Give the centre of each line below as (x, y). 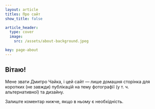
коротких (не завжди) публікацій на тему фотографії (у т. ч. (67, 87)
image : (16, 37)
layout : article (22, 10)
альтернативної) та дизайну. (35, 92)
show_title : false (24, 19)
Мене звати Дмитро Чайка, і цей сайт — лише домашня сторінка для (78, 82)
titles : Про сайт (23, 14)
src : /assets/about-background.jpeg (52, 41)
